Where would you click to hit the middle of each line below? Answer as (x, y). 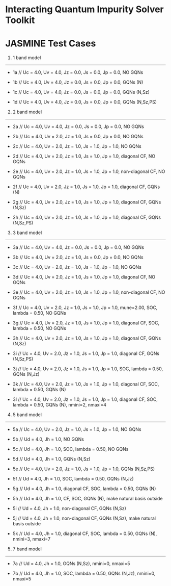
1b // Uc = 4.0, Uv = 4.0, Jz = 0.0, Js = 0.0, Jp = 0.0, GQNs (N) (78, 82)
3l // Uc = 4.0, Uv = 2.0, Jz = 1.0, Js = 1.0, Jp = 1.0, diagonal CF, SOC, (85, 399)
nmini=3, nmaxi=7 (32, 539)
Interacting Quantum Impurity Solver (84, 9)
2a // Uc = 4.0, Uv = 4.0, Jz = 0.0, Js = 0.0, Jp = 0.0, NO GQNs (78, 126)
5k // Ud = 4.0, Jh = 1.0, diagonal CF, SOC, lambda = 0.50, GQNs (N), (85, 533)
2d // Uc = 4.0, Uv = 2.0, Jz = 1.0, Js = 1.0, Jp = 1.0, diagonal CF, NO (84, 156)
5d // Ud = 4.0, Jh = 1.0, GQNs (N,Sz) (51, 459)
